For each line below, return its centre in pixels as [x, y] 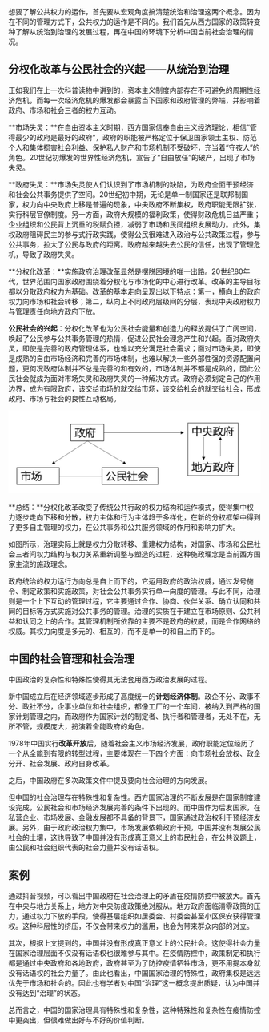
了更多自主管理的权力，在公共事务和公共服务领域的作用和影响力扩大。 [124, 527]
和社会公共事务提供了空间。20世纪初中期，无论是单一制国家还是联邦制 [125, 194]
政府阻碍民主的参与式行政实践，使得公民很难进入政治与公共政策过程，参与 [138, 234]
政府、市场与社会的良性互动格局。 [64, 398]
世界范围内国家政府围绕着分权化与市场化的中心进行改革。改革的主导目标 [141, 281]
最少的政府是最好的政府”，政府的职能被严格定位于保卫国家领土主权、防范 [136, 137]
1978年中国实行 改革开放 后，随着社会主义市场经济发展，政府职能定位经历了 [132, 744]
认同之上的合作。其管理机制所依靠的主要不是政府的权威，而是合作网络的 [141, 621]
